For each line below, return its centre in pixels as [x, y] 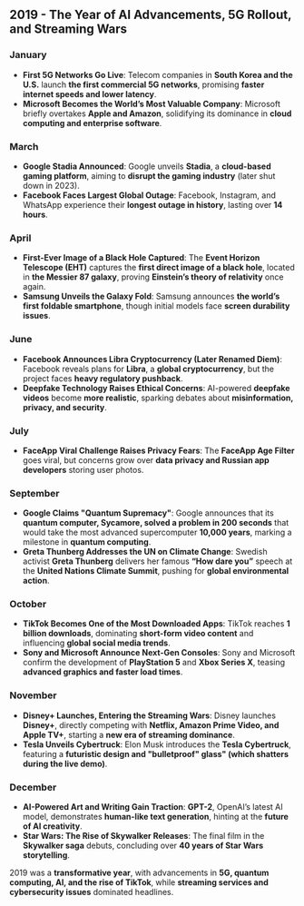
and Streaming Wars [69, 30]
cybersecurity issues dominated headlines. [92, 892]
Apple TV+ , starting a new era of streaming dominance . [129, 734]
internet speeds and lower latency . [89, 94]
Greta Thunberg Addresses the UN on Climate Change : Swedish [145, 552]
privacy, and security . [64, 407]
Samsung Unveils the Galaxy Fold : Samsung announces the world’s [151, 296]
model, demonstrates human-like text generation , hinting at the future [155, 817]
